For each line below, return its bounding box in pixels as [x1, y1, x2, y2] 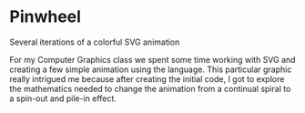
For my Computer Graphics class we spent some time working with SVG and [9, 54, 296, 65]
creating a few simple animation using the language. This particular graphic [9, 64, 292, 75]
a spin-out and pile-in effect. [9, 93, 117, 104]
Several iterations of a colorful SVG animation [9, 36, 180, 47]
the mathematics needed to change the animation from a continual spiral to [9, 83, 291, 94]
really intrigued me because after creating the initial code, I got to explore [9, 73, 285, 84]
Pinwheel [9, 6, 82, 27]
